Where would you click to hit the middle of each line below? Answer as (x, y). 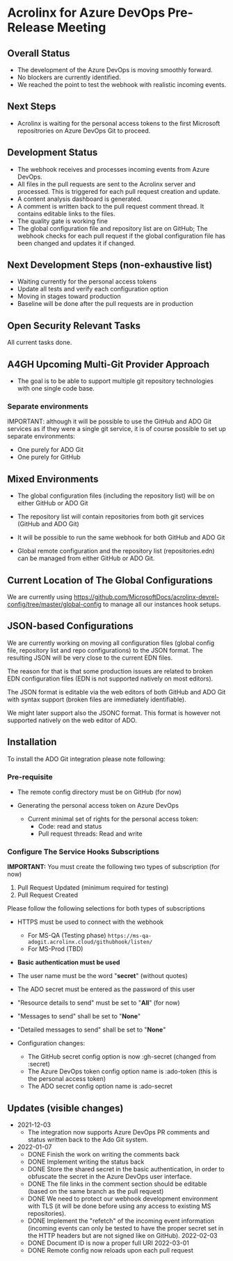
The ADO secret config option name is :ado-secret (100, 1087)
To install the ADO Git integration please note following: (86, 758)
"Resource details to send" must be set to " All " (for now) (98, 1003)
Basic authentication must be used (69, 962)
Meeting (81, 27)
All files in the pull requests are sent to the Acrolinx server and (106, 184)
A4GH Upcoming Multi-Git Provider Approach (109, 364)
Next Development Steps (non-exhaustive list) (110, 265)
